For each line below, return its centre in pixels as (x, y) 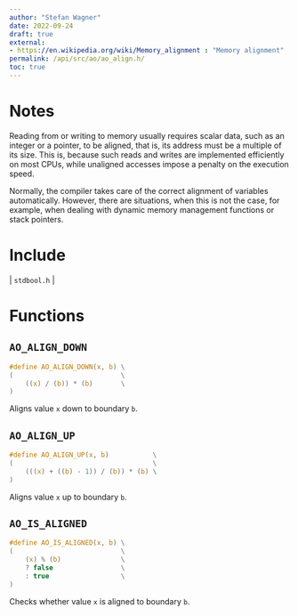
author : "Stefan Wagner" (55, 17)
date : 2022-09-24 (41, 26)
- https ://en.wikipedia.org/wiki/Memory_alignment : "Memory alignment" (147, 51)
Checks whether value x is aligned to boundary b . (100, 601)
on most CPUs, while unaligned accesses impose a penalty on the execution (149, 164)
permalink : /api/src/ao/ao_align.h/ (77, 59)
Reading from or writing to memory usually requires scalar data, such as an (147, 135)
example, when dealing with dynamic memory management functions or (141, 209)
